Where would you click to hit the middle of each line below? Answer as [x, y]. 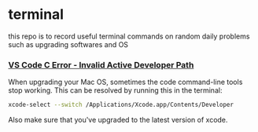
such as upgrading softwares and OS [68, 44]
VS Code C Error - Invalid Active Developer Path [101, 64]
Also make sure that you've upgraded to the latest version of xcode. [118, 120]
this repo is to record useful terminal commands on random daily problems [129, 36]
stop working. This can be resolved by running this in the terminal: [115, 90]
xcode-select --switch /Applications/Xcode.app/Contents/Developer [121, 105]
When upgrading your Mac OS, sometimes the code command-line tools [125, 82]
